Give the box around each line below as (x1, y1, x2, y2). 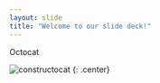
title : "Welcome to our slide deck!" (9, 22, 152, 31)
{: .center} (71, 64, 110, 75)
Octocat (9, 46, 40, 57)
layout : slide (9, 13, 63, 23)
